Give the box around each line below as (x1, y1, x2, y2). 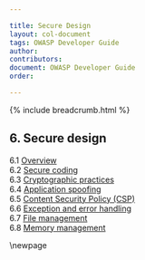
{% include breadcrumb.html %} (9, 104, 130, 115)
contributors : (9, 55, 63, 64)
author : (9, 46, 39, 55)
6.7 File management (9, 212, 88, 223)
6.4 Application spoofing (9, 183, 101, 195)
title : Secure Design (9, 21, 92, 30)
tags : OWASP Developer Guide (9, 38, 120, 47)
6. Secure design (9, 130, 107, 146)
